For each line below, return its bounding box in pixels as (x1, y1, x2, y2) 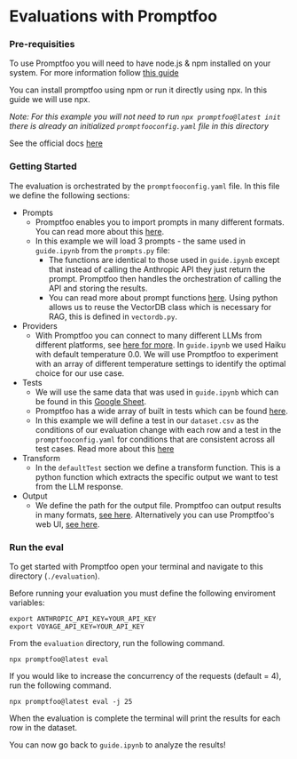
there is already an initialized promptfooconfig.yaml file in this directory (9, 121, 269, 132)
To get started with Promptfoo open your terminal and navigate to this (9, 562, 263, 572)
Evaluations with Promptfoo (9, 6, 218, 27)
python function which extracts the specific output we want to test (35, 471, 278, 482)
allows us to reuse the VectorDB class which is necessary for (48, 301, 272, 312)
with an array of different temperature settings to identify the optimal (35, 358, 286, 369)
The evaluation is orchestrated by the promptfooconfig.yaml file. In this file (9, 180, 280, 191)
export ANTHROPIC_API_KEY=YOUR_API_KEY (9, 615, 157, 624)
